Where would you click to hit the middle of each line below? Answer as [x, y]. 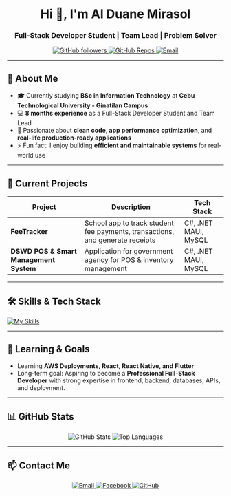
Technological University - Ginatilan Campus [82, 105]
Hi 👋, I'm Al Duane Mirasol [115, 14]
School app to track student [129, 223]
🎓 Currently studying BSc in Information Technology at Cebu [106, 96]
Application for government [129, 252]
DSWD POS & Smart [44, 252]
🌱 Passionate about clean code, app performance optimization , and [114, 131]
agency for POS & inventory [129, 260]
